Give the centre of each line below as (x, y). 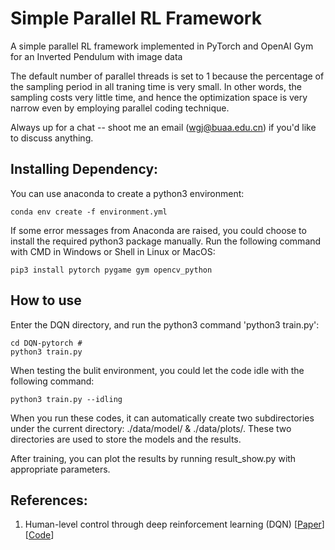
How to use (46, 300)
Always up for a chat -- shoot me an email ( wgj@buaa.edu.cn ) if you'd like (163, 127)
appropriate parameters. (60, 469)
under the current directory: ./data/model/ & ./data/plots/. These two (151, 428)
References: (49, 500)
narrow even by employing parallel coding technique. (120, 108)
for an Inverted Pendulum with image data (96, 56)
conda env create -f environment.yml (89, 212)
